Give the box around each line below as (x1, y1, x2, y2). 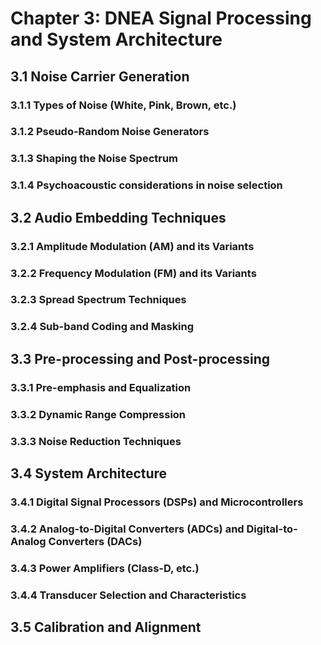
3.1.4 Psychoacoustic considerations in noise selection (10, 178, 283, 192)
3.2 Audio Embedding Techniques (10, 209, 227, 226)
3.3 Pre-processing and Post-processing (10, 350, 270, 367)
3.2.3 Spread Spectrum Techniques (10, 293, 187, 307)
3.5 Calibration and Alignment (10, 618, 202, 636)
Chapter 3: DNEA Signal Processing (10, 7, 312, 30)
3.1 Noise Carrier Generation (10, 68, 190, 85)
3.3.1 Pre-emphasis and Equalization (10, 380, 192, 394)
